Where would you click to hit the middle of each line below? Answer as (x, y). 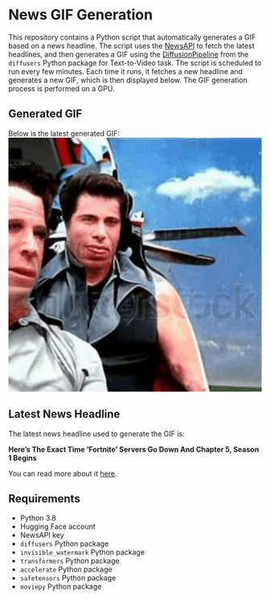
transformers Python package (70, 561)
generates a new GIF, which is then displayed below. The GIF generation (128, 80)
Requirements (44, 499)
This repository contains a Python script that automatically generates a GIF (132, 37)
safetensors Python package (68, 578)
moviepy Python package (61, 587)
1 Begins (23, 458)
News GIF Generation (81, 15)
